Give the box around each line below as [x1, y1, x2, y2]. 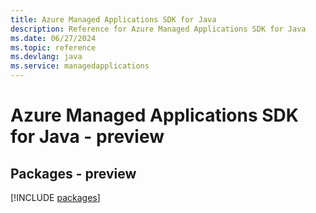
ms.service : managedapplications [10, 61, 150, 71]
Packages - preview [10, 165, 137, 182]
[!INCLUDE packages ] [10, 192, 101, 203]
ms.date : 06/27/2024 [10, 33, 97, 43]
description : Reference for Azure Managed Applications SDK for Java [10, 24, 307, 34]
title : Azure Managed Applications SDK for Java [10, 14, 217, 25]
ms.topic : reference [10, 42, 97, 53]
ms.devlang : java [10, 52, 83, 62]
